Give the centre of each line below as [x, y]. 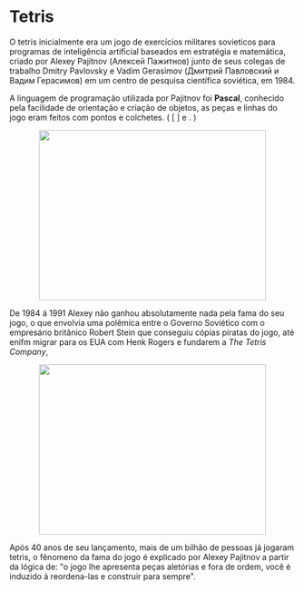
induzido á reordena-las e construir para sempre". [103, 576]
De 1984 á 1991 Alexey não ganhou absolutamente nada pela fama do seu [147, 313]
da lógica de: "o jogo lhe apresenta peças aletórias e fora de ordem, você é [150, 566]
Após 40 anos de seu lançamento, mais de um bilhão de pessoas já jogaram [152, 547]
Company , [29, 351]
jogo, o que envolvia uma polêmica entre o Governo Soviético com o [137, 322]
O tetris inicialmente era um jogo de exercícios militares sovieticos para [142, 42]
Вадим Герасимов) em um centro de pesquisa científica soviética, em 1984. [152, 80]
